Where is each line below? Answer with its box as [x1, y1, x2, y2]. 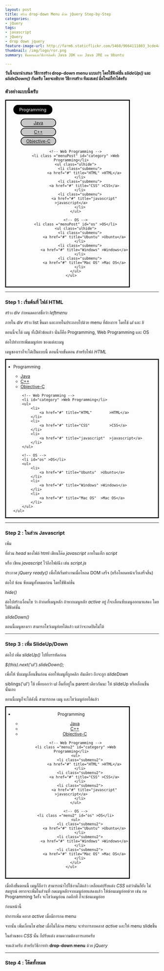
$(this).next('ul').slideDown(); [5, 661, 64, 667]
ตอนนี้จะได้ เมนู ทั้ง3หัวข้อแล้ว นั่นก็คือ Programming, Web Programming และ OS [5, 329, 149, 335]
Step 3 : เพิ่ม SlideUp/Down [5, 641, 68, 648]
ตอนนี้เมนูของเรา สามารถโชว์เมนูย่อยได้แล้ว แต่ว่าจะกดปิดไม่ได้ [5, 624, 104, 630]
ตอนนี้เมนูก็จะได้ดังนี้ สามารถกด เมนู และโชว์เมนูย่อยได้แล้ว [5, 696, 99, 702]
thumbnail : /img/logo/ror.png [5, 48, 67, 53]
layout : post [5, 7, 32, 12]
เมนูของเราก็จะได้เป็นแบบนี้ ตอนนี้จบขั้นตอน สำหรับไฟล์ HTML [5, 349, 107, 355]
